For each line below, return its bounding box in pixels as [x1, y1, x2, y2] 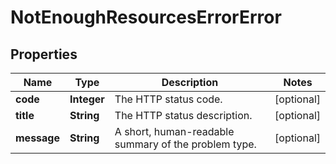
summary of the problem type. [114, 137, 257, 151]
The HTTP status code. [114, 92, 223, 106]
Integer [69, 92, 105, 106]
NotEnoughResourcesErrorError [10, 6, 282, 29]
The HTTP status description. [114, 109, 253, 122]
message [15, 131, 60, 145]
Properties [10, 46, 78, 63]
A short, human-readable [114, 125, 235, 138]
